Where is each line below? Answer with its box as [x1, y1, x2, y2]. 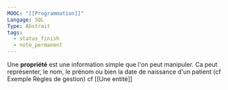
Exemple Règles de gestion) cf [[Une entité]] [7, 75, 133, 82]
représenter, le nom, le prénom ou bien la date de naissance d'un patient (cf [7, 67, 221, 76]
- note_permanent [13, 42, 63, 48]
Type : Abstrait [7, 22, 51, 29]
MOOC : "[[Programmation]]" [7, 10, 84, 17]
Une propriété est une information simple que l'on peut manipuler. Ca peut [7, 61, 218, 68]
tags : [7, 29, 23, 36]
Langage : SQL [7, 16, 45, 23]
